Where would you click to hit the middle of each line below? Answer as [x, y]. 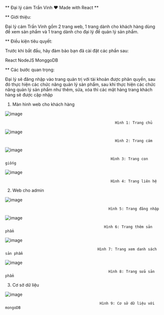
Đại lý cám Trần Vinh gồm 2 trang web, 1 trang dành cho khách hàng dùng [80, 26]
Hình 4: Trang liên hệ [134, 181]
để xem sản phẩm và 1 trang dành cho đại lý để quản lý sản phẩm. [72, 32]
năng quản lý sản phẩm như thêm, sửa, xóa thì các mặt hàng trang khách [79, 90]
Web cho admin [28, 190]
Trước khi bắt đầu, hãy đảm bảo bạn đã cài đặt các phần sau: [67, 51]
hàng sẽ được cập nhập [29, 95]
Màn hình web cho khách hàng [43, 104]
